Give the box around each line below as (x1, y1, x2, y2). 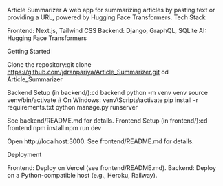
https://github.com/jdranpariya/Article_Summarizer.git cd (7, 68, 169, 76)
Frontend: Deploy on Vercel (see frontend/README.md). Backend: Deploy (7, 164, 217, 172)
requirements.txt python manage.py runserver (7, 103, 138, 111)
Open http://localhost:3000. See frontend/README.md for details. (7, 137, 194, 145)
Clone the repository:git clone (7, 61, 92, 68)
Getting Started (7, 48, 51, 55)
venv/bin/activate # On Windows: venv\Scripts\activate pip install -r (7, 96, 198, 104)
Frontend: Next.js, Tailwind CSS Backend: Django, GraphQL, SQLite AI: (7, 27, 207, 34)
